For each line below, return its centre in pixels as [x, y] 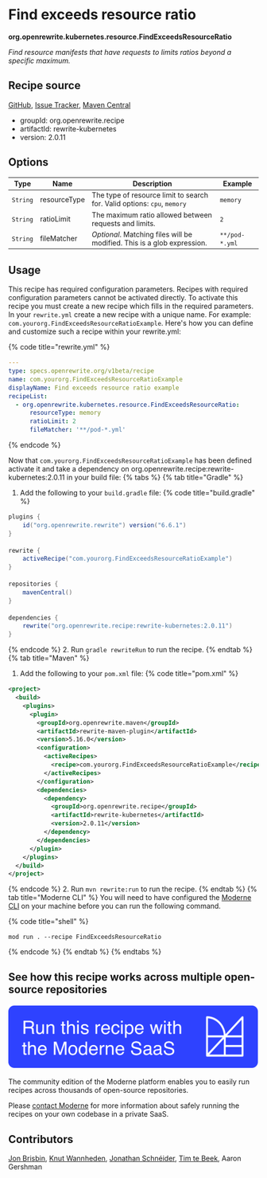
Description [152, 184]
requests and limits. [124, 223]
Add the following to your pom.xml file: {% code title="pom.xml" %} [129, 674]
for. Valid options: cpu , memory [139, 204]
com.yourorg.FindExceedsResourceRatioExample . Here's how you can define [131, 323]
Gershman [25, 1167]
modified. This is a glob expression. [150, 243]
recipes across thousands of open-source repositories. [99, 1090]
